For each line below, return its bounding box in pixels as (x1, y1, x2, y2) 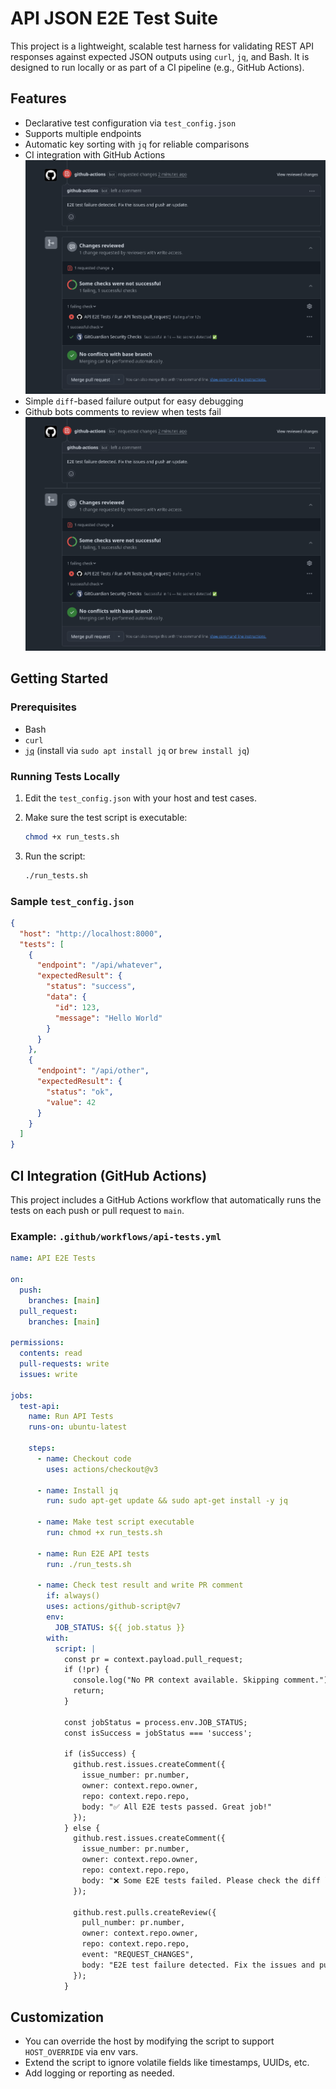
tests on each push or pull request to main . (10, 1205, 185, 1217)
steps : (28, 1443, 56, 1454)
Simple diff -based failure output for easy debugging (24, 395, 244, 407)
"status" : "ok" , (46, 1087, 114, 1097)
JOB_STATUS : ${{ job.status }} (54, 1622, 186, 1632)
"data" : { (46, 992, 87, 1002)
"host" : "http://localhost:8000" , (19, 928, 163, 939)
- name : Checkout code (36, 1453, 132, 1464)
